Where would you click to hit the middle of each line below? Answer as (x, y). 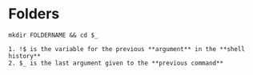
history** (25, 56)
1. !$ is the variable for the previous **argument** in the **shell (127, 49)
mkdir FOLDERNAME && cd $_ (53, 35)
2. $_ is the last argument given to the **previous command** (116, 63)
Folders (34, 14)
